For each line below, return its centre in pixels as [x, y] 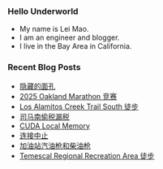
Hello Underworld [43, 11]
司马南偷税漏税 [44, 116]
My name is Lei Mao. [54, 29]
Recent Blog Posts [44, 67]
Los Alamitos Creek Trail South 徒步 [79, 106]
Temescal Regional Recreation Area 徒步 [87, 155]
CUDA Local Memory [55, 126]
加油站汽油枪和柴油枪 [55, 145]
